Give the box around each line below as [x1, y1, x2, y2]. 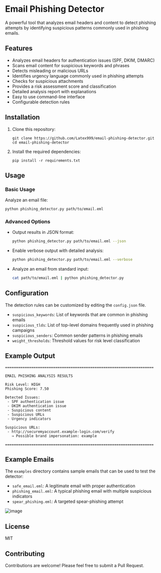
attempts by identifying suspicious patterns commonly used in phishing [5, 25, 149, 30]
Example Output [5, 352, 55, 360]
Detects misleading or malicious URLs [12, 68, 89, 74]
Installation [5, 113, 40, 122]
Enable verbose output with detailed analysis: [12, 248, 104, 253]
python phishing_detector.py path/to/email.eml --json [12, 239, 126, 244]
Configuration [5, 289, 49, 298]
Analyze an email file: [5, 197, 48, 203]
